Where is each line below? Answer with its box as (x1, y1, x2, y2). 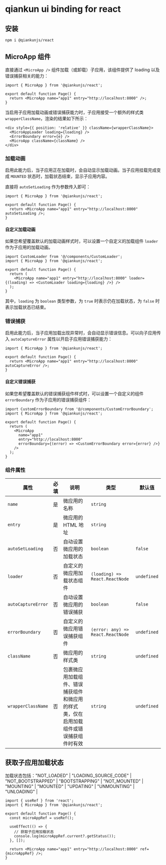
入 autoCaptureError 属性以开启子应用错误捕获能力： (5, 336, 113, 342)
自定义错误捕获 (5, 379, 36, 385)
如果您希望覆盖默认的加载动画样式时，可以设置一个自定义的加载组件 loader (5, 238, 158, 244)
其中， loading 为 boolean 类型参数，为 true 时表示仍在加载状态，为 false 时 (5, 298, 160, 304)
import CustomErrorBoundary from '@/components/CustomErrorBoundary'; (5, 407, 154, 412)
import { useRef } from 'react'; (5, 798, 74, 803)
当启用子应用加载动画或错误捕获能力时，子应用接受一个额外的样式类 (5, 109, 144, 115)
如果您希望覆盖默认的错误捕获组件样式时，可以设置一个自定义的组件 (5, 390, 144, 396)
